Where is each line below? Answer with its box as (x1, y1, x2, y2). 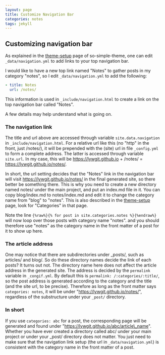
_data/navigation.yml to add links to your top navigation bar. (5, 58, 129, 64)
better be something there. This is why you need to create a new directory (5, 181, 157, 187)
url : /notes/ (9, 87, 37, 92)
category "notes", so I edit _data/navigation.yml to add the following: (5, 73, 147, 79)
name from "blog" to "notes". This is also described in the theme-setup (5, 197, 150, 203)
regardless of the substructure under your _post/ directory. (5, 294, 126, 300)
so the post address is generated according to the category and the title (5, 278, 152, 284)
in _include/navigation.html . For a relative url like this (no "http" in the (5, 140, 150, 146)
